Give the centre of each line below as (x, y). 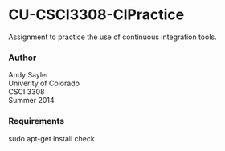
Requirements (37, 121)
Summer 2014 (31, 101)
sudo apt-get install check (51, 138)
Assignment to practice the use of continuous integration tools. (112, 37)
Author (22, 58)
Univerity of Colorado (44, 83)
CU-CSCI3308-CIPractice (96, 15)
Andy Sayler (29, 75)
